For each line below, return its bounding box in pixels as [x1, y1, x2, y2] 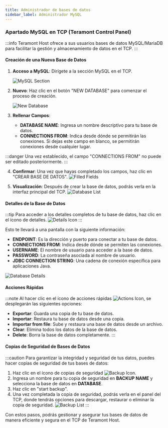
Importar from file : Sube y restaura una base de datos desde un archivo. [12, 321, 163, 327]
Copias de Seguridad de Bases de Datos [5, 344, 90, 350]
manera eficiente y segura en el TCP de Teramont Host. [5, 417, 120, 423]
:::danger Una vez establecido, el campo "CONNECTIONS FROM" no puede [5, 153, 161, 159]
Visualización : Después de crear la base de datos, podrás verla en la [12, 184, 156, 189]
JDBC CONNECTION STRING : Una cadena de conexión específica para [12, 258, 161, 264]
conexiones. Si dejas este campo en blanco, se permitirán [20, 138, 139, 144]
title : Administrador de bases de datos [5, 7, 91, 13]
